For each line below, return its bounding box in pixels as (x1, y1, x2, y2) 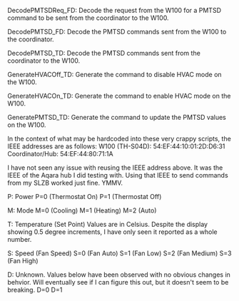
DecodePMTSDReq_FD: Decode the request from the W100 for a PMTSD (7, 6, 221, 14)
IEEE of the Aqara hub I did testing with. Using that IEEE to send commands (7, 171, 228, 179)
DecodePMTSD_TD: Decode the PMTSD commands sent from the (7, 49, 201, 57)
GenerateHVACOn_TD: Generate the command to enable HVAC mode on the (7, 92, 231, 100)
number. (7, 235, 32, 243)
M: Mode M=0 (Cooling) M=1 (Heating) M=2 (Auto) (7, 206, 157, 215)
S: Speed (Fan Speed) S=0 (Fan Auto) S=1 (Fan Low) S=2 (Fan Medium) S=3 (7, 249, 232, 257)
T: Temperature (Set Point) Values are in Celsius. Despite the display (7, 220, 208, 228)
